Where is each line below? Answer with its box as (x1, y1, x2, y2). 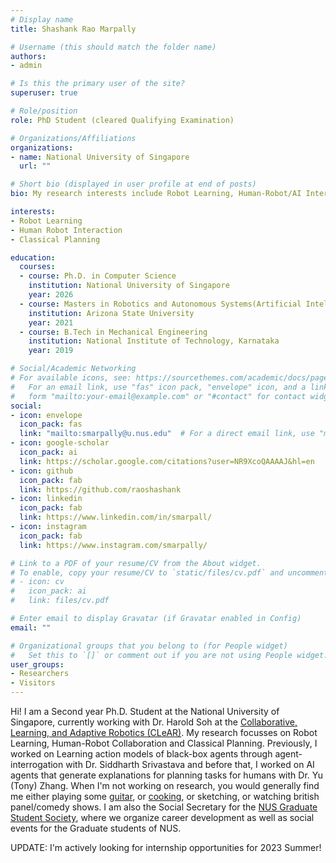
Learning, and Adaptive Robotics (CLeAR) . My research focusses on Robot (10, 727, 318, 738)
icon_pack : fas (19, 419, 83, 430)
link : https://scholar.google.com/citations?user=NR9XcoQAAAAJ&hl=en (19, 456, 315, 466)
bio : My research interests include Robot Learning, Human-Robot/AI (10, 189, 302, 199)
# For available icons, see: (10, 373, 132, 383)
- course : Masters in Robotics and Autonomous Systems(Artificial (19, 299, 302, 309)
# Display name (10, 14, 74, 25)
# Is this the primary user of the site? (10, 79, 186, 89)
